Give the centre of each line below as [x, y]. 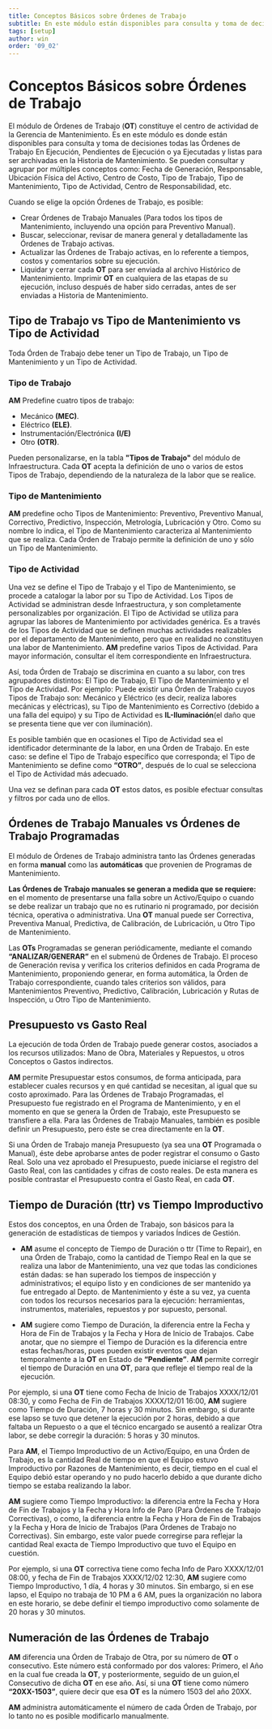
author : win [28, 39]
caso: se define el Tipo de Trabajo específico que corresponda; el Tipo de [132, 757]
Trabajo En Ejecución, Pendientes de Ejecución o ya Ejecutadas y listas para [136, 152]
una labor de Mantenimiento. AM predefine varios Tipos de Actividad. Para [133, 647]
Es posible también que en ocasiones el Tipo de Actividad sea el [116, 739]
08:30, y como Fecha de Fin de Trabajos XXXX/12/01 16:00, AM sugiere [127, 1401]
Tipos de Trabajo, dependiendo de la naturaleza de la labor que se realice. [132, 475]
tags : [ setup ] [32, 31]
